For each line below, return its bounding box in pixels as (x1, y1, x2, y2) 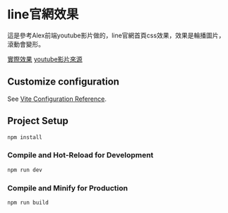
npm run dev (7, 166, 42, 174)
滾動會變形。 (7, 39, 44, 48)
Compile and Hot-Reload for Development (7, 150, 154, 160)
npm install (7, 133, 42, 141)
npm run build (7, 199, 49, 206)
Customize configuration (7, 75, 120, 88)
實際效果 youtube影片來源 (7, 54, 83, 63)
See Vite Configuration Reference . (7, 95, 107, 103)
